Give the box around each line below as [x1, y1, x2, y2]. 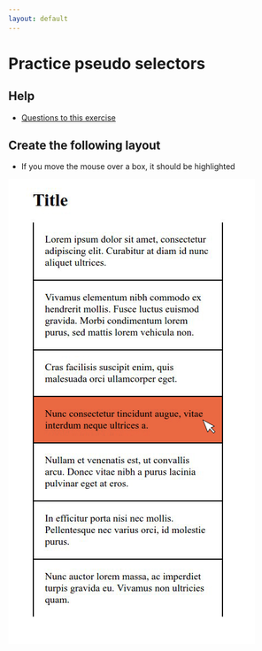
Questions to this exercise [20, 112, 116, 123]
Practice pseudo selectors [8, 53, 205, 74]
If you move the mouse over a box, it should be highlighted [20, 161, 235, 172]
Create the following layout [8, 138, 161, 153]
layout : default [8, 14, 68, 23]
